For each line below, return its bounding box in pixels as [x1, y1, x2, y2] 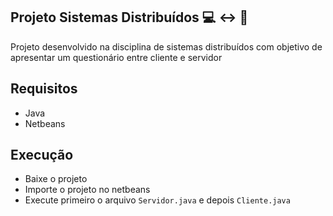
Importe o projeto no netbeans [24, 184, 151, 196]
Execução [10, 147, 74, 164]
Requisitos [10, 80, 78, 98]
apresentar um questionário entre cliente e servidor [10, 51, 223, 63]
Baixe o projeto [24, 173, 88, 185]
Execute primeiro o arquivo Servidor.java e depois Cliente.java [24, 194, 291, 206]
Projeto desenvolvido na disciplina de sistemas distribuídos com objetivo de [10, 40, 323, 53]
